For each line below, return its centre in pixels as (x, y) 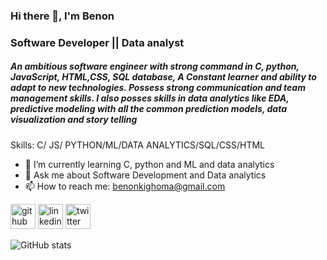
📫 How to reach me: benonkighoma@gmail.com (125, 186)
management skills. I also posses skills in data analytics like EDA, (150, 98)
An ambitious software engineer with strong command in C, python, (155, 66)
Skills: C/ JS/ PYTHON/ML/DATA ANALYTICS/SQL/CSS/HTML (137, 145)
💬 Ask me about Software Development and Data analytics (145, 175)
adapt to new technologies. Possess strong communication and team (158, 88)
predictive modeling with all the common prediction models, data (148, 109)
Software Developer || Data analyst (97, 42)
